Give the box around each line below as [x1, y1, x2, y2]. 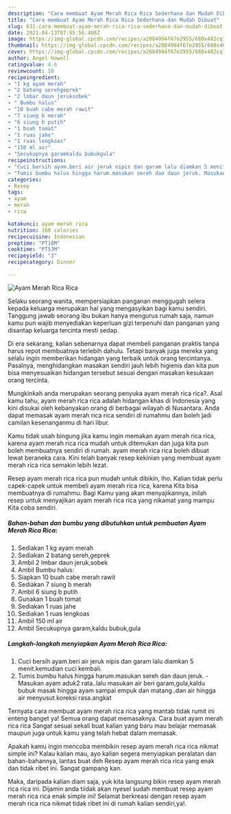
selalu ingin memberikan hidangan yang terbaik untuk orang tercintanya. [8, 354, 212, 362]
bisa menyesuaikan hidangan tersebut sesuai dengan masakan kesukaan [8, 368, 214, 376]
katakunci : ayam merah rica [8, 221, 88, 227]
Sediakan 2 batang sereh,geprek [17, 551, 110, 559]
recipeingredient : [8, 74, 60, 81]
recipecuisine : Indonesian [8, 233, 85, 240]
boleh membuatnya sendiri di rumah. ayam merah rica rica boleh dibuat [8, 446, 210, 454]
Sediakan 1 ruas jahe [17, 602, 76, 610]
